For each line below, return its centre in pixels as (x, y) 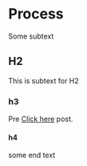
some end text (32, 155)
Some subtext (31, 36)
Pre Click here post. (41, 119)
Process (36, 14)
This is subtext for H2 (44, 80)
